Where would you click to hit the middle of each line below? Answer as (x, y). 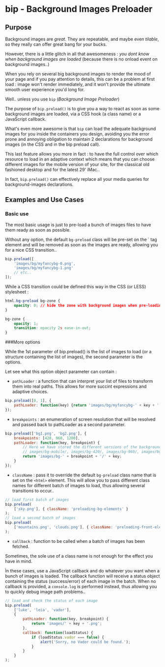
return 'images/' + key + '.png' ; (67, 624)
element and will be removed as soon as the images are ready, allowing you (82, 244)
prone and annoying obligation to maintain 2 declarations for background (79, 139)
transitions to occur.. (33, 491)
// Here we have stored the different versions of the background (92, 447)
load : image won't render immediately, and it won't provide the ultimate (78, 84)
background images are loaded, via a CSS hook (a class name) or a (73, 114)
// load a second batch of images (41, 518)
